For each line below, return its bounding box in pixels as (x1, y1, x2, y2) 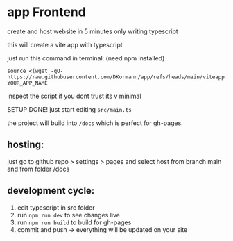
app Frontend (7, 4, 87, 20)
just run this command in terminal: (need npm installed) (7, 53, 165, 63)
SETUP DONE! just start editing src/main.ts (7, 105, 132, 113)
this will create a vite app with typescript (7, 40, 123, 49)
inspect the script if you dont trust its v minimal (7, 92, 141, 100)
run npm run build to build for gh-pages (17, 218, 132, 226)
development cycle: (7, 185, 95, 197)
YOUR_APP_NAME (7, 79, 49, 87)
